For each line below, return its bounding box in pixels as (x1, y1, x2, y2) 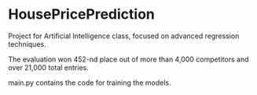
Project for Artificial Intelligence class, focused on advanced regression (8, 31, 240, 40)
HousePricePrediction (8, 5, 155, 23)
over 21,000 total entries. (8, 62, 89, 72)
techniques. (8, 39, 46, 48)
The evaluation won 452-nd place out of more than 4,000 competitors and (8, 55, 249, 64)
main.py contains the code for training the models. (8, 78, 171, 87)
